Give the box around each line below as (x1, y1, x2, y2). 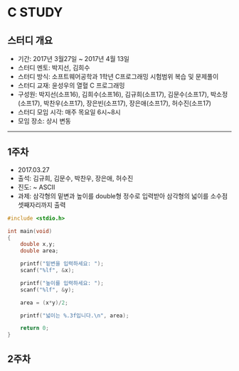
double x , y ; (20, 241, 55, 248)
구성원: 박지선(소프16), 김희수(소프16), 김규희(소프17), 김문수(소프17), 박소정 (17, 90, 228, 98)
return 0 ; (20, 325, 50, 332)
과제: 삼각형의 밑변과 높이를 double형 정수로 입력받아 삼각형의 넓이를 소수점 (17, 191, 228, 200)
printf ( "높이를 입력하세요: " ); (20, 279, 105, 286)
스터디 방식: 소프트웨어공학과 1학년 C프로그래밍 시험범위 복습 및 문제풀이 (17, 72, 219, 80)
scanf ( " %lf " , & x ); (20, 267, 75, 274)
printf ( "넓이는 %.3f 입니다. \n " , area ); (20, 312, 129, 319)
